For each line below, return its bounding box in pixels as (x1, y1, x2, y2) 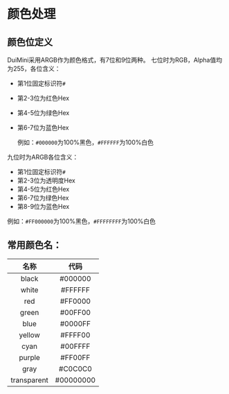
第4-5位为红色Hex (17, 185, 70, 193)
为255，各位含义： (7, 65, 61, 73)
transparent (10, 375, 48, 385)
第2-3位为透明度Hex (17, 176, 76, 185)
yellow (19, 330, 40, 340)
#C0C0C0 (58, 363, 92, 373)
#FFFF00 (60, 330, 91, 340)
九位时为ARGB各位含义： (7, 153, 79, 161)
